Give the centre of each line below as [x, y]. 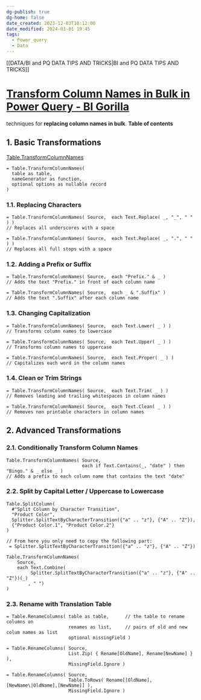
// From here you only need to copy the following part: [79, 541]
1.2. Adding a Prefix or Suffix [49, 264]
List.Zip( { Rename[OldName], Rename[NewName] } [131, 654]
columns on [20, 622]
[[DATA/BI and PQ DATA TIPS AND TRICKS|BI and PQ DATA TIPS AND [93, 63]
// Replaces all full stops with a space [59, 249]
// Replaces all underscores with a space [60, 228]
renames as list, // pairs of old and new [128, 627]
